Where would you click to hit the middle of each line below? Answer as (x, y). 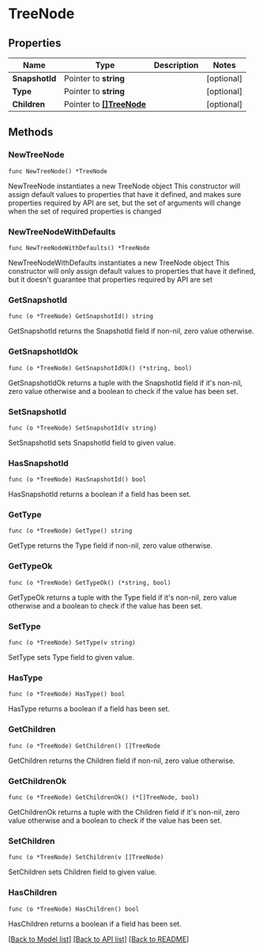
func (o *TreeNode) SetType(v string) (72, 643)
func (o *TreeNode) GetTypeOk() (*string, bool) (90, 582)
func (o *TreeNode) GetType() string (70, 531)
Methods (31, 133)
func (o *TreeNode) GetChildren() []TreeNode (84, 746)
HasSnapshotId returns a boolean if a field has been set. (100, 494)
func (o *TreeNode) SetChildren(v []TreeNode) (86, 858)
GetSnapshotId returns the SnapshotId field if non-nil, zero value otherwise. (131, 331)
